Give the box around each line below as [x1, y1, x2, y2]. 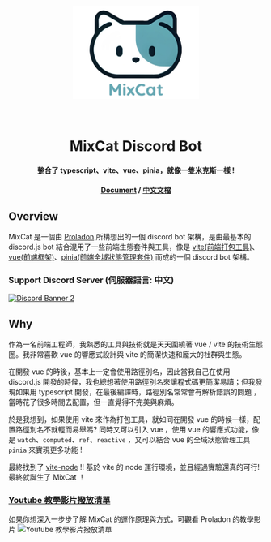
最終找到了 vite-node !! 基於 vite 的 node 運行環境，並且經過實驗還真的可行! [8, 462, 260, 472]
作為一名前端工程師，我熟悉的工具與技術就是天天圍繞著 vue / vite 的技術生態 [8, 339, 263, 350]
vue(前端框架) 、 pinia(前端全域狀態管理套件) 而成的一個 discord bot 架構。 [8, 252, 254, 262]
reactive [96, 437, 126, 445]
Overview [8, 209, 59, 223]
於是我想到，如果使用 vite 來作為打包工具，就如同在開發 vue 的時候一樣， [8, 415, 253, 424]
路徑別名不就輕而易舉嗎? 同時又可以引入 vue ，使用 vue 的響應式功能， [15, 424, 252, 435]
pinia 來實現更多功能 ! [8, 445, 83, 455]
